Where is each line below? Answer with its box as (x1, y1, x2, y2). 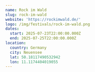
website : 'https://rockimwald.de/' (5, 17, 81, 22)
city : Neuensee (10, 50, 42, 55)
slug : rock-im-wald (5, 12, 47, 17)
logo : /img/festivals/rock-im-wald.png (5, 21, 90, 27)
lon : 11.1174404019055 (10, 59, 58, 64)
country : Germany (10, 45, 47, 50)
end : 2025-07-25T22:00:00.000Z (10, 36, 77, 41)
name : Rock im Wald (5, 7, 47, 13)
